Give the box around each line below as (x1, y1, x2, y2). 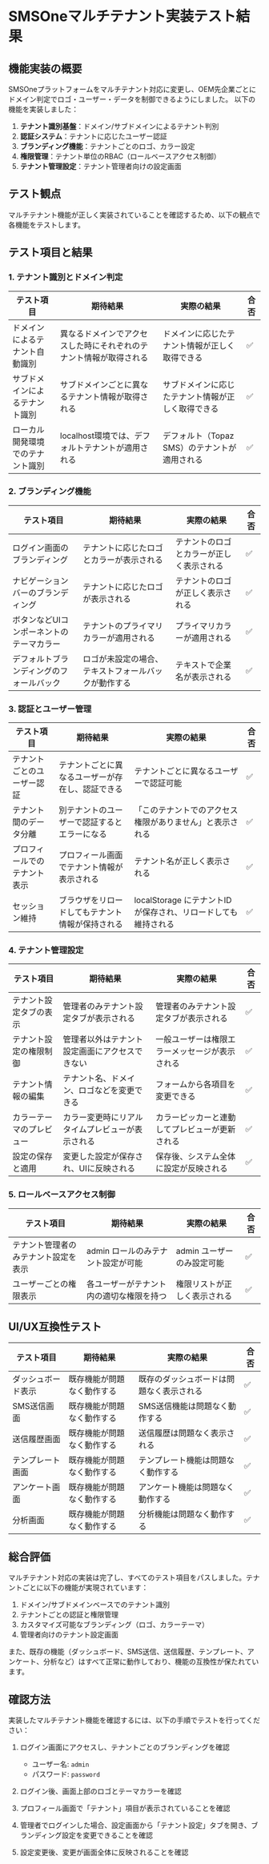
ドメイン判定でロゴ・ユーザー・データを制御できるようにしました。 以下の (8, 94, 256, 104)
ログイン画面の (12, 542, 70, 553)
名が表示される (175, 671, 232, 682)
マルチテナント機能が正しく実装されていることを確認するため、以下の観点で (8, 210, 261, 219)
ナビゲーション (12, 575, 69, 586)
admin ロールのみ (86, 1245, 152, 1256)
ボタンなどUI (12, 614, 62, 625)
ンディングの (12, 665, 60, 677)
